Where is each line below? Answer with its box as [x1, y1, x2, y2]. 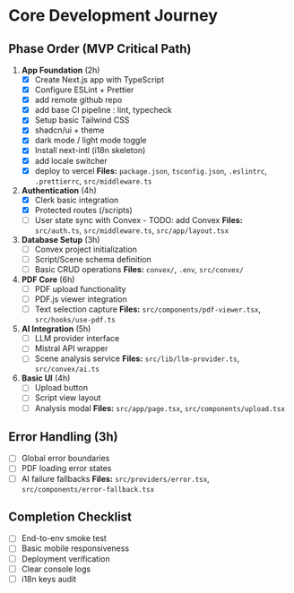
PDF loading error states [21, 463, 112, 474]
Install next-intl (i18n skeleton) [34, 145, 146, 156]
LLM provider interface [34, 333, 120, 344]
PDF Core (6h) [21, 274, 75, 285]
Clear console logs [21, 563, 91, 574]
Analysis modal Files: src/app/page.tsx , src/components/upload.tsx [34, 402, 286, 413]
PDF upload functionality [34, 284, 126, 294]
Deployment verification [21, 553, 110, 564]
